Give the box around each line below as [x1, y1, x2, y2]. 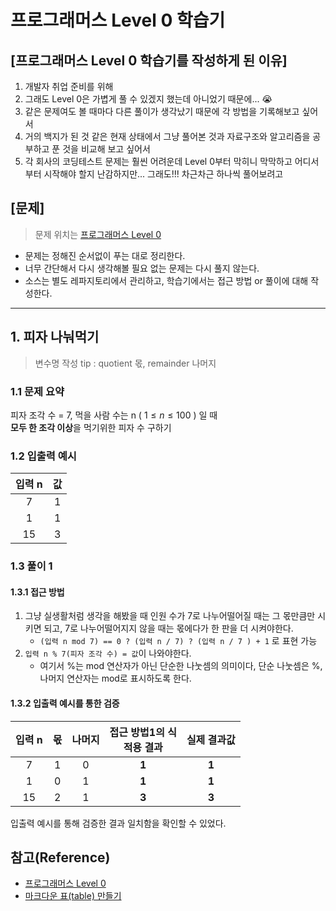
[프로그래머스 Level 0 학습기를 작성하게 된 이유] [10, 52, 288, 69]
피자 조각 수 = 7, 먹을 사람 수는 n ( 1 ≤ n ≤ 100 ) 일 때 [10, 409, 218, 421]
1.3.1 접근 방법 [10, 586, 65, 598]
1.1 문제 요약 [10, 384, 65, 398]
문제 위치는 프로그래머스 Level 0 [34, 228, 162, 240]
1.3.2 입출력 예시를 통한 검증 [10, 697, 120, 709]
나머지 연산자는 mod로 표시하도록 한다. [39, 672, 192, 685]
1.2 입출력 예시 [10, 449, 77, 463]
